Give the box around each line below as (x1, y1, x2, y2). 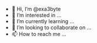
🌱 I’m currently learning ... (11, 18, 75, 24)
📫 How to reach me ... (11, 31, 66, 37)
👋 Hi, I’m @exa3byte (11, 6, 61, 12)
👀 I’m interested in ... (11, 12, 62, 19)
